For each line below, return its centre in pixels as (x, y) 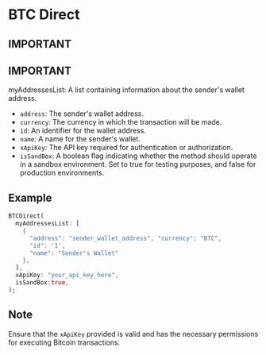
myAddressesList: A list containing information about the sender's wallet (126, 90)
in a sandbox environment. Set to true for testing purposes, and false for (138, 164)
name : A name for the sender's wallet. (80, 139)
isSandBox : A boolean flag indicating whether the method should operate (138, 156)
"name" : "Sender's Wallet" (74, 253)
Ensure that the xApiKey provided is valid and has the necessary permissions (133, 334)
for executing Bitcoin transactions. (64, 342)
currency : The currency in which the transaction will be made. (121, 122)
